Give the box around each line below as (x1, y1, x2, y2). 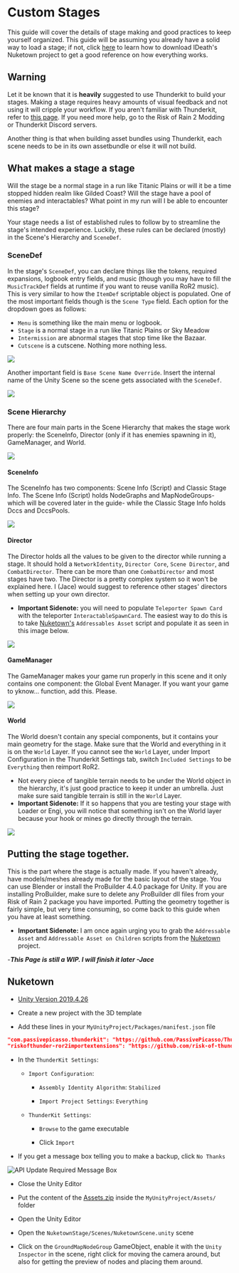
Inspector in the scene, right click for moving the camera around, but (17, 1250, 221, 1259)
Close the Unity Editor (17, 1180, 83, 1188)
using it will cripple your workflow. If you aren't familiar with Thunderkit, (7, 105, 217, 114)
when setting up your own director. (7, 590, 110, 598)
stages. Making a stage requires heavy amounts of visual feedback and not (7, 98, 228, 106)
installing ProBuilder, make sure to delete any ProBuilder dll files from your (7, 889, 225, 898)
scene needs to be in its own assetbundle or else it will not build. (7, 142, 197, 150)
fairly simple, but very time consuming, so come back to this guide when (7, 905, 221, 913)
